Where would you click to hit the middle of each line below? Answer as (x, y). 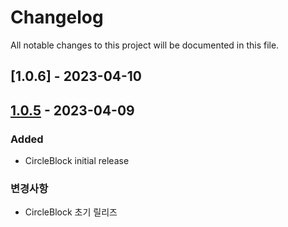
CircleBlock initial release (77, 161)
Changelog (57, 17)
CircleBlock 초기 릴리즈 (71, 212)
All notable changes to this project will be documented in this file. (145, 45)
